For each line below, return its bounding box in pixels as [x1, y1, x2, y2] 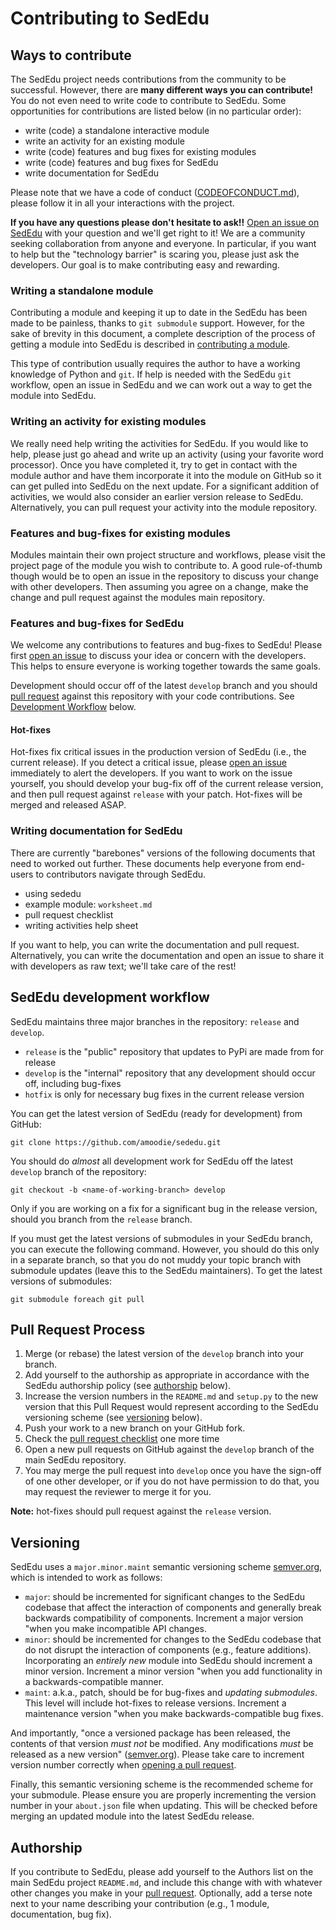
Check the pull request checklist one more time [24, 1433, 220, 1445]
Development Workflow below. [10, 701, 137, 713]
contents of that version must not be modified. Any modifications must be [10, 1738, 314, 1750]
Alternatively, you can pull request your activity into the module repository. [10, 501, 318, 513]
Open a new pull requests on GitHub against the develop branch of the [24, 1443, 315, 1456]
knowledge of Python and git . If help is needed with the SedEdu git [10, 368, 292, 381]
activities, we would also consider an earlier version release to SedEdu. [10, 490, 304, 502]
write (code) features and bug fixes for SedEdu [24, 157, 219, 168]
